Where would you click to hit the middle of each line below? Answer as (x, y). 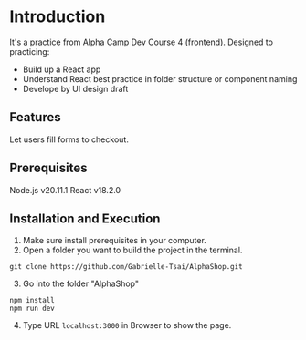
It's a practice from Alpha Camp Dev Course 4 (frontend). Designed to (142, 42)
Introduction (58, 17)
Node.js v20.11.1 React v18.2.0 (65, 190)
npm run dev (32, 309)
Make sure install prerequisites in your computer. (115, 241)
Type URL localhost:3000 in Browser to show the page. (127, 325)
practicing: (30, 51)
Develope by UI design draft (75, 88)
